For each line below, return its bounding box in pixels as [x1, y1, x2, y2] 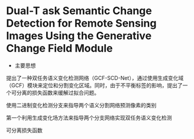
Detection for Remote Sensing [6, 16, 157, 30]
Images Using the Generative [6, 29, 152, 42]
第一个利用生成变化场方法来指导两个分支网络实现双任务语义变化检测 [6, 114, 172, 121]
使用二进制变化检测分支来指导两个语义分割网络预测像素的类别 [6, 101, 157, 108]
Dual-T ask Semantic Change [6, 4, 152, 18]
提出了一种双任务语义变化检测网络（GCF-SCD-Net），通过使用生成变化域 [6, 74, 184, 81]
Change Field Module [6, 42, 114, 55]
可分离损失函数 [6, 127, 43, 134]
